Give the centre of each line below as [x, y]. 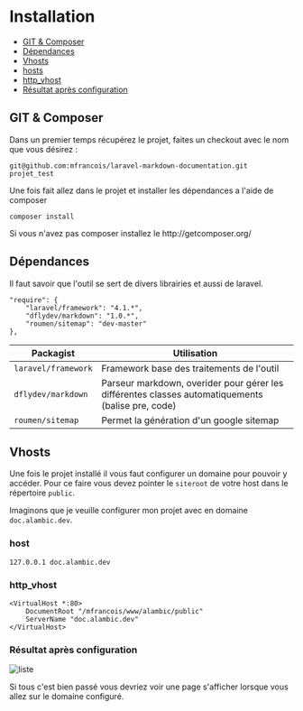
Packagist [53, 353]
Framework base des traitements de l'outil [190, 368]
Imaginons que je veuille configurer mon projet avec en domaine [129, 511]
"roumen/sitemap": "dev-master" [86, 323]
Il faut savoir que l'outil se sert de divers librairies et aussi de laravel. [136, 283]
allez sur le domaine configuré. [67, 697]
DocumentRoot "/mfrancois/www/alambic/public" [115, 611]
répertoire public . [42, 493]
